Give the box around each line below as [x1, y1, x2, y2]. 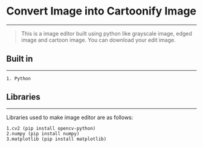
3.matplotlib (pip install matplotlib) [6, 136, 107, 142]
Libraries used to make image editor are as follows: [6, 114, 134, 121]
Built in [6, 54, 33, 64]
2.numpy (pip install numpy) [6, 130, 80, 137]
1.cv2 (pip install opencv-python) [6, 125, 96, 131]
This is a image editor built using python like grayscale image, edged [21, 30, 192, 37]
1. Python [6, 76, 31, 82]
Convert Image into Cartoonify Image [6, 4, 197, 18]
